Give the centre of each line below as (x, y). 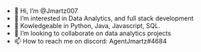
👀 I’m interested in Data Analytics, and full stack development (104, 18)
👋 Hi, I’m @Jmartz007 (46, 11)
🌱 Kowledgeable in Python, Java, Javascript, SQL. (87, 26)
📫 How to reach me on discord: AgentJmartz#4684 (90, 41)
